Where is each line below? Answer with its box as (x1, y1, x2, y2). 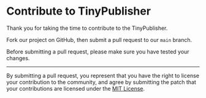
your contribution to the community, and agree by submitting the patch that (6, 78, 196, 86)
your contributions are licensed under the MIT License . (6, 85, 145, 92)
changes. (6, 54, 30, 61)
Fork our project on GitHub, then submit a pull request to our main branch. (6, 36, 193, 43)
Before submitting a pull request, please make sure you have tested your (6, 47, 189, 55)
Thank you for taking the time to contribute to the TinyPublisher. (6, 24, 168, 32)
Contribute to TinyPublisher (6, 4, 151, 18)
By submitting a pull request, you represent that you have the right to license (6, 72, 199, 79)
